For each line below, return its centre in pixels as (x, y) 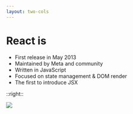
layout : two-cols (28, 12)
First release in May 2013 (45, 57)
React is (26, 40)
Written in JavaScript (40, 70)
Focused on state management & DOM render (71, 76)
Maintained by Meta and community (59, 63)
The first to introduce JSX (46, 82)
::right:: (15, 94)
